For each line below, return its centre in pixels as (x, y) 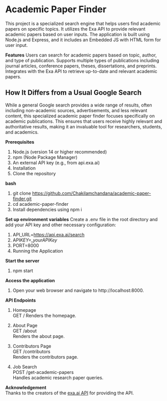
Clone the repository (34, 173)
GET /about (25, 331)
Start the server (22, 260)
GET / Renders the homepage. (44, 315)
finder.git (22, 198)
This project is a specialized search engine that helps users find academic (83, 23)
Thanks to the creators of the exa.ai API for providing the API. (69, 393)
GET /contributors (32, 351)
